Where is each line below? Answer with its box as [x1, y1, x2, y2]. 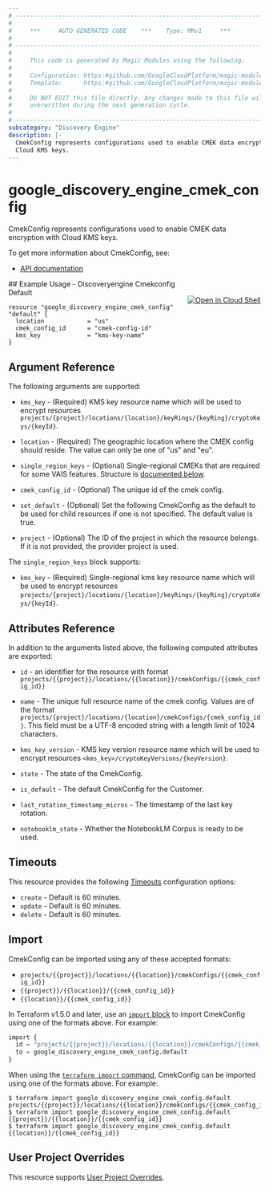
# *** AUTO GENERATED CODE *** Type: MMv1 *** [8, 26, 231, 35]
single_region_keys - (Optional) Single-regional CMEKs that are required [19, 461, 260, 470]
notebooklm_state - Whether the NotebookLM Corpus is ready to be [19, 823, 244, 833]
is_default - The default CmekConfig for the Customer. [19, 784, 204, 794]
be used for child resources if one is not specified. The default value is [19, 509, 254, 518]
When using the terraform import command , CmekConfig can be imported [8, 1070, 256, 1080]
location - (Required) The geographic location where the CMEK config [19, 437, 254, 446]
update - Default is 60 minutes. [19, 900, 122, 911]
